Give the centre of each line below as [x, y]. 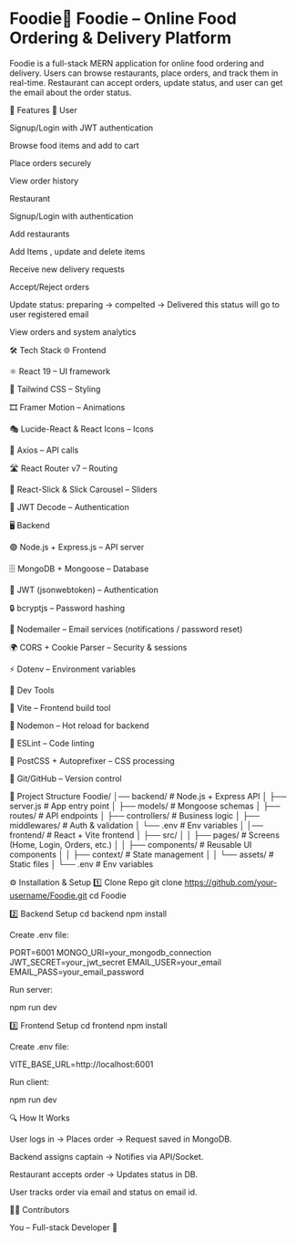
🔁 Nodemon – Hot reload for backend [79, 725]
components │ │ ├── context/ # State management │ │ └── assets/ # [142, 854]
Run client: [30, 1081]
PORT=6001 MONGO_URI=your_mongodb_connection [111, 952]
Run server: [31, 989]
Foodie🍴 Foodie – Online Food [123, 19]
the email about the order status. [71, 92]
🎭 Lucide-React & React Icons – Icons [82, 429]
